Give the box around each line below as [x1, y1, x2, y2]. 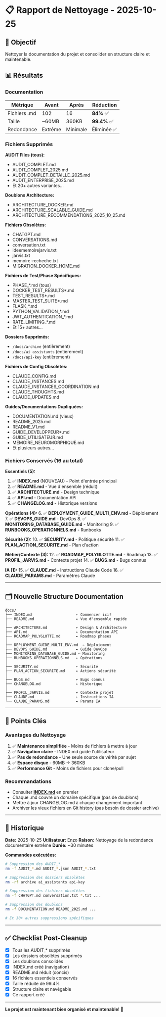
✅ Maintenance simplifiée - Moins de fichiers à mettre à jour [12, 743, 137, 749]
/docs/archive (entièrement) [12, 343, 70, 349]
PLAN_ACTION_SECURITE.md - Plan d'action [5, 542, 99, 548]
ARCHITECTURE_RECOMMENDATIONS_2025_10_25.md [12, 212, 126, 218]
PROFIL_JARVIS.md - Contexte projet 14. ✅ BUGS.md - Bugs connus [5, 557, 147, 563]
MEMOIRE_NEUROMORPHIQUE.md [12, 439, 84, 445]
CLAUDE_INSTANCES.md [12, 378, 64, 384]
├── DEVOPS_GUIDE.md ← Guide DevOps [5, 647, 107, 652]
